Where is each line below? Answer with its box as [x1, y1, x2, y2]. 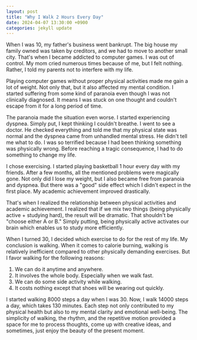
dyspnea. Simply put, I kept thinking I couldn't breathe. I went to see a [6, 120, 175, 127]
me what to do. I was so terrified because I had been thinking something [6, 139, 182, 146]
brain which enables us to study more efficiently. [6, 224, 124, 231]
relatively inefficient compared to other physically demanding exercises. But [6, 248, 190, 255]
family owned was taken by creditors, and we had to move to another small [6, 48, 188, 55]
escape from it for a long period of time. [6, 102, 103, 109]
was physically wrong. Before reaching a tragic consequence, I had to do [6, 145, 183, 152]
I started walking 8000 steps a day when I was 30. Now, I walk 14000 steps [6, 296, 189, 303]
